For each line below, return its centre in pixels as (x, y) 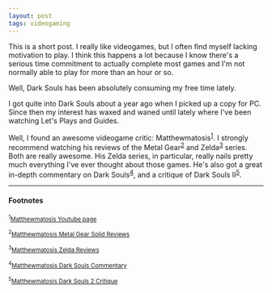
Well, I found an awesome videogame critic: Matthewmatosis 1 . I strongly (128, 136)
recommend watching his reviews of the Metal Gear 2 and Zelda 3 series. (128, 146)
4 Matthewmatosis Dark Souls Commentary (68, 265)
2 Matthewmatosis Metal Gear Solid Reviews (69, 234)
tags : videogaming (39, 23)
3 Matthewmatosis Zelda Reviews (54, 249)
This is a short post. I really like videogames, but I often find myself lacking (133, 46)
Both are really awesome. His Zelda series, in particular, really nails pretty (131, 156)
